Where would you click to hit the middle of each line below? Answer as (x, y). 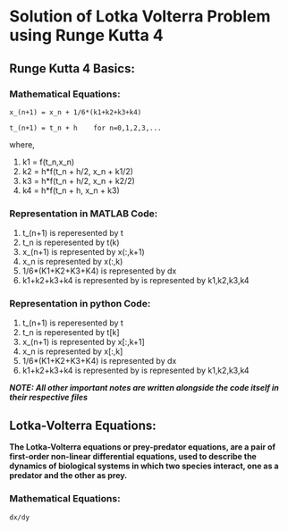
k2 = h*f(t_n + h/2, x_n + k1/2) (78, 171)
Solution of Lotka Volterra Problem (140, 17)
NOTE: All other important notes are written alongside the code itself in (144, 388)
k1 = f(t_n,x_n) (48, 162)
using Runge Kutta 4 (86, 35)
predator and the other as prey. (68, 476)
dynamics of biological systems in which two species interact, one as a (144, 466)
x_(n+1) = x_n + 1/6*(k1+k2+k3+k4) (76, 112)
